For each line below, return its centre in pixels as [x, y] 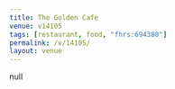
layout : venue [36, 51]
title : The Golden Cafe [54, 18]
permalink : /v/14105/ [50, 43]
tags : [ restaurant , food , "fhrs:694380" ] [88, 34]
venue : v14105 [36, 26]
